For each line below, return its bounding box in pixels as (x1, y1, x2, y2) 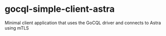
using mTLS (4, 25, 29, 31)
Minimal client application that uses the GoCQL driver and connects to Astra (4, 20, 161, 26)
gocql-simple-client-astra (4, 3, 115, 15)
